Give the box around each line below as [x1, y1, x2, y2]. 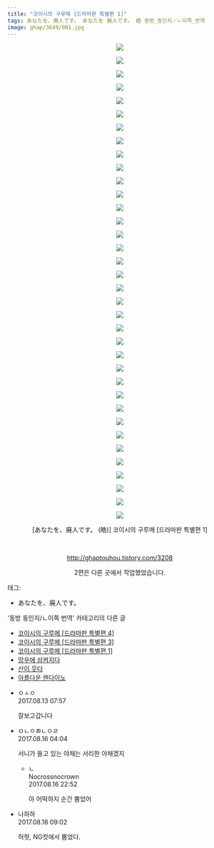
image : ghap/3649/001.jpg [7, 24, 84, 31]
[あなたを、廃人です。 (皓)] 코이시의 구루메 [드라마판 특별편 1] [31, 526, 208, 534]
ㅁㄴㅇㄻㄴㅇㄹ [17, 727, 58, 735]
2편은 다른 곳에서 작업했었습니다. [73, 568, 166, 577]
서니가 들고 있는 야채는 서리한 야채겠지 [17, 750, 125, 758]
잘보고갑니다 [17, 711, 53, 720]
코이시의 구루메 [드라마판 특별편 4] [17, 629, 115, 638]
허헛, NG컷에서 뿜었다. [17, 832, 81, 842]
